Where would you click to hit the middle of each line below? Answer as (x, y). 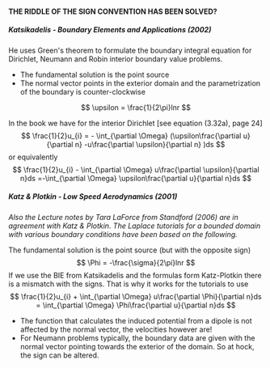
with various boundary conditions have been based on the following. (123, 234)
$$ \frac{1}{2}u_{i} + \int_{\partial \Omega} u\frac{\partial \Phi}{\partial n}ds (136, 296)
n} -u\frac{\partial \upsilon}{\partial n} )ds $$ (150, 144)
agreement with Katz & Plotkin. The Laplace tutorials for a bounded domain (135, 226)
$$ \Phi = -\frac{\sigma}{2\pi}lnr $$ (136, 262)
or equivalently (33, 157)
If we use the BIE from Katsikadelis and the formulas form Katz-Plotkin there (135, 275)
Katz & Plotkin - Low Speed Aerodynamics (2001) (93, 197)
